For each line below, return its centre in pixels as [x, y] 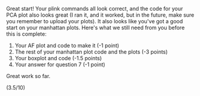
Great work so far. [28, 76]
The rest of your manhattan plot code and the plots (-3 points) [91, 52]
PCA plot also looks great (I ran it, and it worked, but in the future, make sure [100, 15]
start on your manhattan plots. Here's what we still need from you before [96, 27]
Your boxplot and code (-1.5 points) [58, 58]
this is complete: [26, 34]
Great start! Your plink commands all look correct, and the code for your [95, 9]
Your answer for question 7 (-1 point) [60, 64]
